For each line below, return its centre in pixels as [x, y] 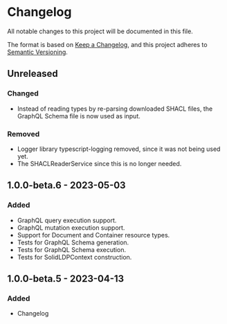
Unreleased [33, 74]
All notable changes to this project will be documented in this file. [100, 31]
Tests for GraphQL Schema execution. [72, 249]
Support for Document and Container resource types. [93, 235]
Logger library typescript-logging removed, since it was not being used [119, 149]
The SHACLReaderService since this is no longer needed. [99, 163]
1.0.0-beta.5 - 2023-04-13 [66, 279]
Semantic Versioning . [37, 52]
